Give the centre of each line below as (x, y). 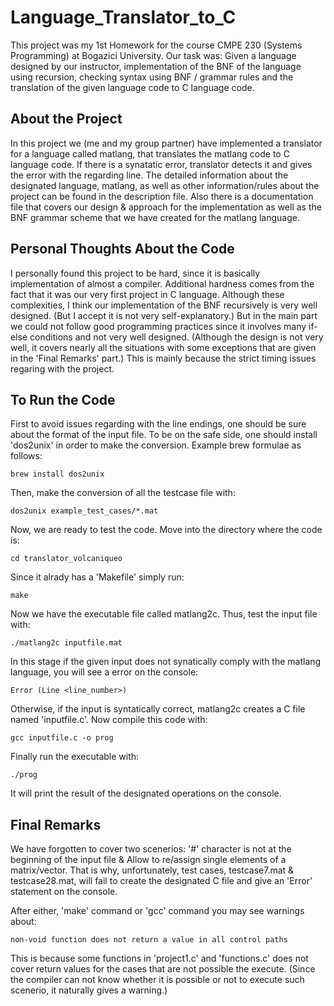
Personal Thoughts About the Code (122, 249)
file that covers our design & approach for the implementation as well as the (166, 207)
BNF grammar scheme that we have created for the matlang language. (155, 217)
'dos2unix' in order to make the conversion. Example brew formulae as (156, 445)
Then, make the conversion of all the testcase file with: (123, 493)
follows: (26, 456)
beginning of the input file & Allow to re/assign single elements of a (148, 860)
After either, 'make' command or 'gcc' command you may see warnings (157, 911)
